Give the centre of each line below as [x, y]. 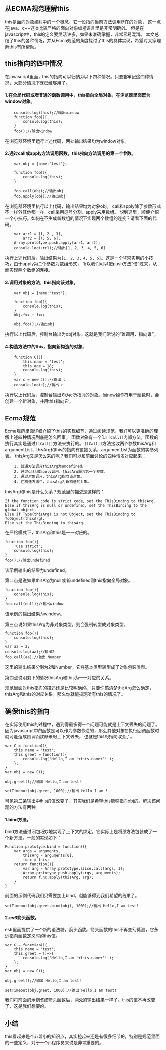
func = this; [36, 860]
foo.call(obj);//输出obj [39, 191]
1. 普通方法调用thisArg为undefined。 [50, 466]
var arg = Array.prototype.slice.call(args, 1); [74, 869]
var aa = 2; [17, 647]
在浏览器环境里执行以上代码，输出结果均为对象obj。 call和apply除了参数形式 [83, 206]
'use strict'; [28, 546]
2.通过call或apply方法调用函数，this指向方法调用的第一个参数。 [71, 153]
